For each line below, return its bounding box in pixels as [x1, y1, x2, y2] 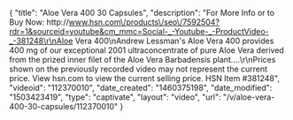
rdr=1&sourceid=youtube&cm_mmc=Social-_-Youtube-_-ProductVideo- [9, 26, 269, 36]
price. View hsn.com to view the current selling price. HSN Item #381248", [9, 73, 281, 83]
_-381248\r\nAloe [9, 35, 73, 46]
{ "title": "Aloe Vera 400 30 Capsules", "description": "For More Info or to [9, 8, 275, 18]
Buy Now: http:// [9, 17, 69, 27]
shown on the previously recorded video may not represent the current [9, 64, 268, 74]
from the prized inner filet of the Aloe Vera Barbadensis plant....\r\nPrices [9, 55, 276, 64]
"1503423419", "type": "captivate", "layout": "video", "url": [9, 92, 221, 102]
